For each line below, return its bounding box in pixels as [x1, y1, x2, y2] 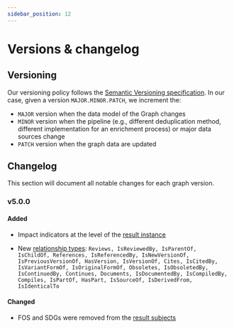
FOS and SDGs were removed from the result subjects [17, 313, 176, 322]
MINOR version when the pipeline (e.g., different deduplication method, [17, 117, 221, 125]
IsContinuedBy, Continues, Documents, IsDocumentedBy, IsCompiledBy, [17, 270, 228, 277]
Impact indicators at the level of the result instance [17, 230, 167, 239]
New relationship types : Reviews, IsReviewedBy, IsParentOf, [17, 244, 197, 252]
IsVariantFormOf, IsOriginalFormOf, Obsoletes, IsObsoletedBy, [17, 264, 209, 271]
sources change [17, 132, 65, 141]
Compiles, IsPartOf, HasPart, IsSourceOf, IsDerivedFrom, [17, 276, 193, 284]
